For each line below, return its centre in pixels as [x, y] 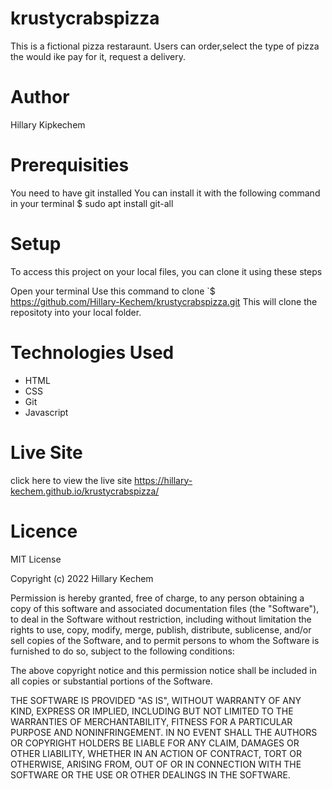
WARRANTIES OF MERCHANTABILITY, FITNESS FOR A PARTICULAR [151, 721]
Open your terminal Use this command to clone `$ [113, 291]
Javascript [46, 412]
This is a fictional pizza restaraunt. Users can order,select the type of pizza [165, 46]
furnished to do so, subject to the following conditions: [122, 651]
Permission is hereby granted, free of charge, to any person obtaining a [157, 598]
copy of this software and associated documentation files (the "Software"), [165, 608]
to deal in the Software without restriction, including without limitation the [161, 619]
